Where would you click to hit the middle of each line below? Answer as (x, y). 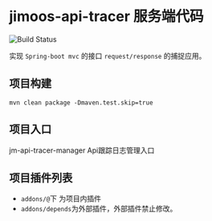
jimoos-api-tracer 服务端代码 (106, 16)
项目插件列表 (41, 178)
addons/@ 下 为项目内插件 (61, 198)
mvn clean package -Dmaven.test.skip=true (81, 102)
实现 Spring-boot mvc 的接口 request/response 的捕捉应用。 (108, 55)
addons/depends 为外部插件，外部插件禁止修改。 (99, 209)
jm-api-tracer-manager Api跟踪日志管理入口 (82, 150)
